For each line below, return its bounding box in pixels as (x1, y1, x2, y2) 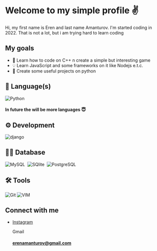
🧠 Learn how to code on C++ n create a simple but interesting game (12, 57, 151, 63)
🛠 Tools (5, 177, 31, 185)
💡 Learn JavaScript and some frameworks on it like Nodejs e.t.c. (12, 62, 143, 68)
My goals (5, 44, 35, 53)
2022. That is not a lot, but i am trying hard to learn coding (5, 30, 124, 36)
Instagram (12, 219, 33, 225)
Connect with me (5, 206, 59, 215)
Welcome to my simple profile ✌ (5, 5, 139, 16)
